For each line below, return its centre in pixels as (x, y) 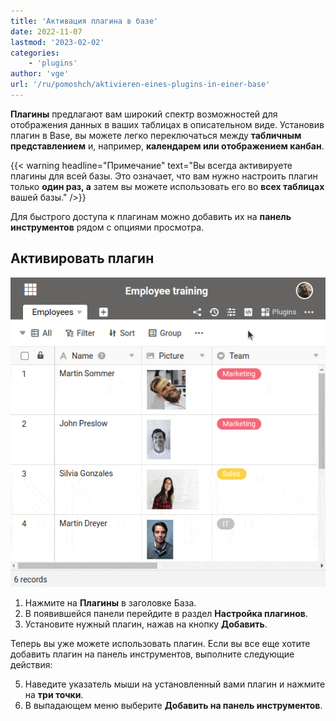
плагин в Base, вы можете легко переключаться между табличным (156, 135)
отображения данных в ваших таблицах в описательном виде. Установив (167, 124)
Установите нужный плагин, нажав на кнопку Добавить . (146, 624)
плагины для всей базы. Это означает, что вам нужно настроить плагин (164, 176)
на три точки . (54, 695)
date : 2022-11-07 (46, 31)
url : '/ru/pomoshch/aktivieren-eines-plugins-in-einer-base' (140, 85)
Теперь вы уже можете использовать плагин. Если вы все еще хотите (160, 644)
